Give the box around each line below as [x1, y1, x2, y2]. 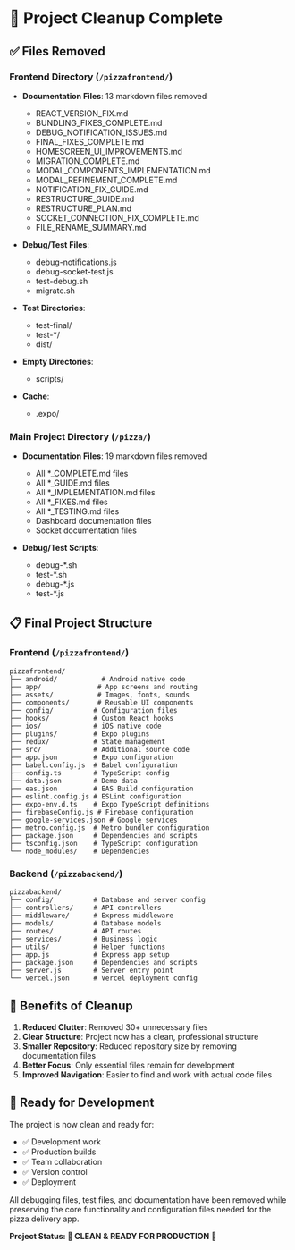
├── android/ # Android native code [9, 674, 186, 683]
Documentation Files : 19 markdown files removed [21, 451, 207, 461]
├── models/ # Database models [9, 919, 163, 928]
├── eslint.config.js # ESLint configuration [9, 791, 181, 801]
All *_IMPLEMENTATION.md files [35, 487, 156, 498]
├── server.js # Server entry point [9, 966, 174, 976]
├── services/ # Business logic [9, 934, 158, 944]
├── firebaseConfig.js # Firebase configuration [9, 807, 194, 816]
